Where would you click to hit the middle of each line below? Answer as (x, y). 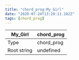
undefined (49, 50)
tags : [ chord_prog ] (25, 18)
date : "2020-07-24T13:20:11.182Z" (40, 14)
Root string (20, 50)
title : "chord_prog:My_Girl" (34, 9)
